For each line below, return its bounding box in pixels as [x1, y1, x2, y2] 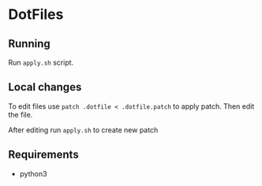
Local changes [8, 80, 82, 94]
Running [8, 37, 51, 50]
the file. [8, 110, 33, 119]
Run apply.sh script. [8, 58, 74, 67]
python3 [19, 169, 47, 178]
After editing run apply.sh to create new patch [8, 125, 159, 135]
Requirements [8, 148, 79, 162]
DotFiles [8, 6, 64, 24]
